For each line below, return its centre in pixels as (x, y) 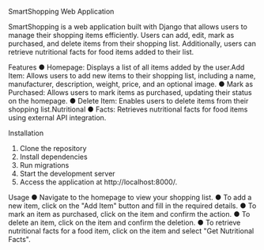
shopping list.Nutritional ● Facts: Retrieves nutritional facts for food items (128, 109)
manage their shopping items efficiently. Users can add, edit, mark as (121, 35)
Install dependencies (54, 157)
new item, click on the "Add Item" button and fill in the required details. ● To (132, 206)
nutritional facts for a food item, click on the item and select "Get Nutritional (131, 231)
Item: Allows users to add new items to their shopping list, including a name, (132, 76)
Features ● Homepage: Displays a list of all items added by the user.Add (126, 67)
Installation (26, 133)
